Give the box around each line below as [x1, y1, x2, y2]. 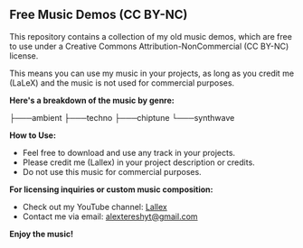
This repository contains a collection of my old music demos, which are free [9, 31, 292, 41]
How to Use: [9, 130, 57, 141]
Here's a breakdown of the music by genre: [9, 95, 175, 106]
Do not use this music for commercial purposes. [22, 166, 202, 177]
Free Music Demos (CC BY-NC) [9, 7, 188, 23]
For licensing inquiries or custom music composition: [9, 184, 213, 195]
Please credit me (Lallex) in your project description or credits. [22, 157, 255, 168]
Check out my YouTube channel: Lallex [22, 201, 167, 212]
